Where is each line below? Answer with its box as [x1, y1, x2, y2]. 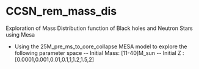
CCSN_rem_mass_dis [5, 4, 117, 18]
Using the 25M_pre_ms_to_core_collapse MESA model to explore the [14, 43, 187, 50]
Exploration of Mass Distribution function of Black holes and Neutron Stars [5, 24, 193, 32]
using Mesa [5, 31, 35, 38]
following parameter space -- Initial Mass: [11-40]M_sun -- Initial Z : [14, 49, 184, 56]
